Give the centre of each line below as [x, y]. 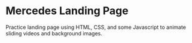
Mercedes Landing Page [67, 11]
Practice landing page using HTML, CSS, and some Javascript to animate [96, 27]
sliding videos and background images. [54, 33]
